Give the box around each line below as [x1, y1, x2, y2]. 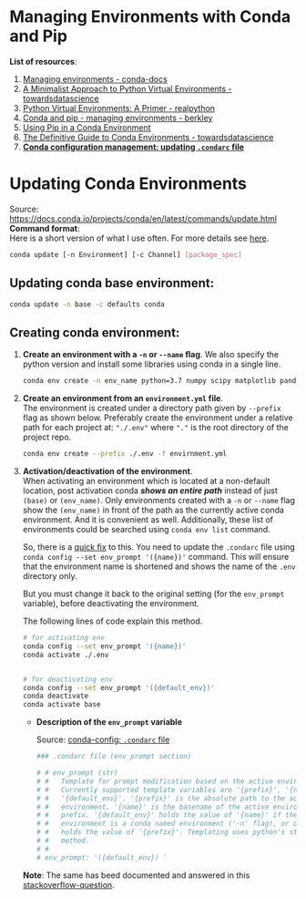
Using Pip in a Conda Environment [22, 121, 152, 133]
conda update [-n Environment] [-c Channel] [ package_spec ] [9, 250, 243, 259]
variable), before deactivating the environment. [22, 598, 199, 608]
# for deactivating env [22, 675, 114, 684]
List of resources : [9, 56, 77, 67]
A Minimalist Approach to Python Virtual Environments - [22, 83, 232, 94]
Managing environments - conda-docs [22, 73, 168, 84]
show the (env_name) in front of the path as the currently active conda [22, 504, 285, 515]
